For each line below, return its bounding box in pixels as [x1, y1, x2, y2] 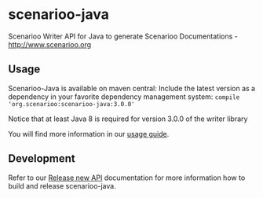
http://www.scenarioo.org [8, 39, 92, 49]
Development [8, 152, 76, 166]
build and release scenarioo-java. [8, 181, 116, 190]
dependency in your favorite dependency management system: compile [8, 92, 240, 101]
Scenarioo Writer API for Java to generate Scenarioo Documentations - [8, 31, 238, 41]
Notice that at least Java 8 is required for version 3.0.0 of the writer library [8, 114, 248, 123]
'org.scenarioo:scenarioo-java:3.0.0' [8, 100, 135, 108]
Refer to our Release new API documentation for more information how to [8, 173, 246, 182]
